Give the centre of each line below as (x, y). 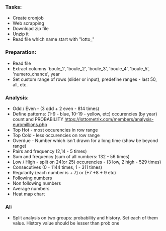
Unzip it (21, 34)
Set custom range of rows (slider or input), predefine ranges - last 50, (85, 79)
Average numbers (31, 188)
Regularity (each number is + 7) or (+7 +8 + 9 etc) (64, 172)
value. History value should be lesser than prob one (66, 223)
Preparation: (21, 52)
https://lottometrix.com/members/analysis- (109, 119)
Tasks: (14, 7)
